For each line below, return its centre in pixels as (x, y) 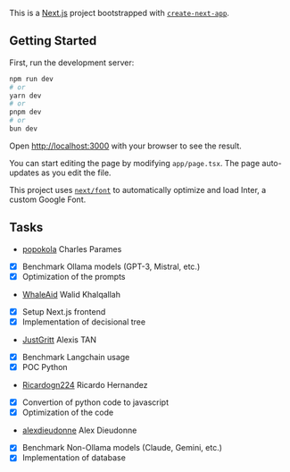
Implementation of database (74, 458)
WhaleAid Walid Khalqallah (71, 294)
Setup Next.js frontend (64, 311)
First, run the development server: (72, 63)
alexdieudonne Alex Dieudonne (79, 430)
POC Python (45, 367)
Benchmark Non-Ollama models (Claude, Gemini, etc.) (122, 448)
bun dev (24, 129)
